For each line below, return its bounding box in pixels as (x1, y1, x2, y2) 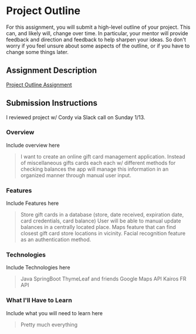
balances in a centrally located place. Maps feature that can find (20, 224, 176, 231)
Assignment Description (6, 66, 97, 76)
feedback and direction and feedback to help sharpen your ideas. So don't (6, 36, 187, 43)
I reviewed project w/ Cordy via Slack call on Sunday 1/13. (6, 113, 146, 121)
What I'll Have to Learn (6, 296, 72, 305)
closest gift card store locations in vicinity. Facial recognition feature (20, 230, 186, 237)
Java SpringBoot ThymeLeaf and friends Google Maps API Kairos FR (20, 275, 187, 282)
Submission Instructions (6, 98, 98, 108)
